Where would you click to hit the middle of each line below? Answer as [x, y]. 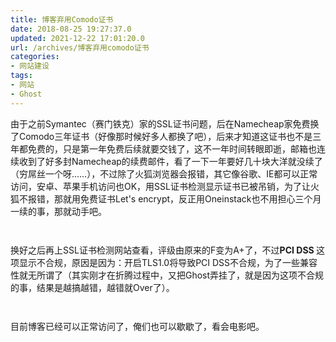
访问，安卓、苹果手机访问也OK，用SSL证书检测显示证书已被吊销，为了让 [160, 186]
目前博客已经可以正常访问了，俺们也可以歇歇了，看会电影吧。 [137, 326]
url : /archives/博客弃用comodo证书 [80, 47]
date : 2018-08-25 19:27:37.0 [71, 29]
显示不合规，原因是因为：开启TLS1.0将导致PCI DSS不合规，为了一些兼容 [168, 262]
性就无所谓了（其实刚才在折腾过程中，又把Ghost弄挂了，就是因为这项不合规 [167, 275]
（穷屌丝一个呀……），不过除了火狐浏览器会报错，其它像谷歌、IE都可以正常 [164, 173]
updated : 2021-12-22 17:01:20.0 [77, 38]
